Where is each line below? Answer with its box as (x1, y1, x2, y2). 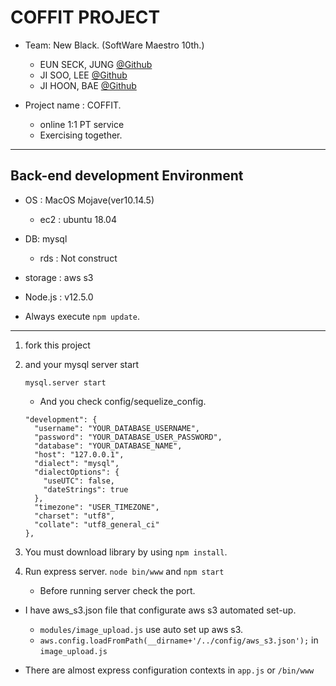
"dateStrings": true (43, 484, 129, 495)
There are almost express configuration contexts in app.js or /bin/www (24, 664, 315, 676)
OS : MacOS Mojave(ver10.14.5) (24, 194, 155, 206)
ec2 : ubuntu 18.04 (39, 213, 117, 225)
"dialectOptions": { (34, 467, 120, 477)
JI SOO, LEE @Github (39, 69, 128, 81)
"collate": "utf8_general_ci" (34, 519, 160, 530)
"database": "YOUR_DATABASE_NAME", (34, 441, 183, 451)
